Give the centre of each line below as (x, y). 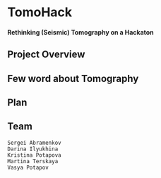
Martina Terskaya (33, 161)
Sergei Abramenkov (34, 143)
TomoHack (40, 12)
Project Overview (46, 55)
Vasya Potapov (28, 167)
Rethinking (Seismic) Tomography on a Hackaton (80, 32)
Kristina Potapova (34, 155)
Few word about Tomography (73, 78)
